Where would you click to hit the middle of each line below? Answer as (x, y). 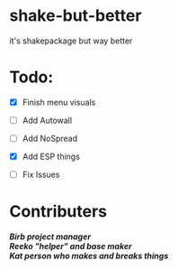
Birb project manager (50, 237)
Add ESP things (51, 157)
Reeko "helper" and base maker (71, 247)
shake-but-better (76, 16)
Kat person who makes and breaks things (89, 256)
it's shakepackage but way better (71, 41)
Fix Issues (41, 175)
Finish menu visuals (59, 102)
